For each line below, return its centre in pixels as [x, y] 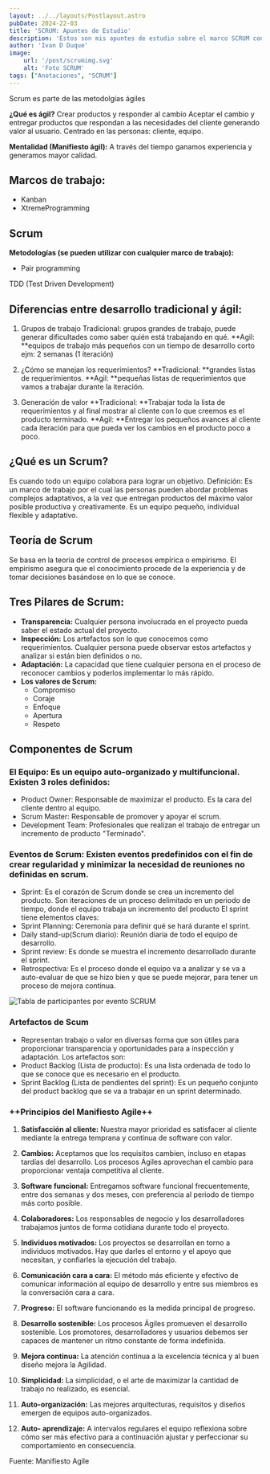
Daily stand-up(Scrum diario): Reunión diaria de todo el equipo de [129, 935]
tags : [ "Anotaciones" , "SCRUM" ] [63, 76]
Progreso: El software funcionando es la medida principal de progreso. [138, 1308]
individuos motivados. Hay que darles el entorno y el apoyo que [126, 1251]
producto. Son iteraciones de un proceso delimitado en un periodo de [135, 900]
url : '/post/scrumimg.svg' [69, 61]
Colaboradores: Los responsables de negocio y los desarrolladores [133, 1219]
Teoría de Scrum [51, 540]
